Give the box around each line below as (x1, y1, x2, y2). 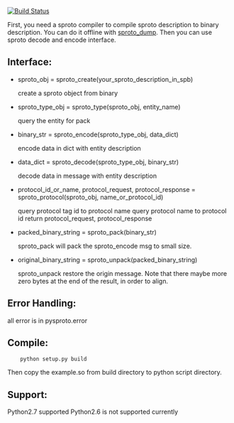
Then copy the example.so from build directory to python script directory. (7, 368, 222, 377)
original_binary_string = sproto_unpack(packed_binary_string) (17, 255, 198, 264)
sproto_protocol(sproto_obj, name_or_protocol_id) (17, 193, 164, 201)
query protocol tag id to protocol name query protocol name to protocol (17, 206, 227, 215)
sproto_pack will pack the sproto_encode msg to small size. (17, 242, 192, 250)
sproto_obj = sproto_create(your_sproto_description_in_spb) (17, 75, 194, 83)
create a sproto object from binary (17, 89, 118, 97)
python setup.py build (20, 355, 87, 363)
